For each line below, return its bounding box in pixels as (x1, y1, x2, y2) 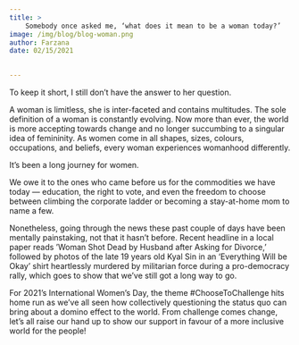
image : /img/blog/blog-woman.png (9, 29, 134, 38)
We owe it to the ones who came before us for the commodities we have (9, 177, 276, 188)
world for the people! (9, 325, 87, 336)
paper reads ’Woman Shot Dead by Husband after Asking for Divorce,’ (9, 242, 267, 252)
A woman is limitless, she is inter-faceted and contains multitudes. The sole (9, 105, 287, 114)
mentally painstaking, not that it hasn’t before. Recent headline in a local (9, 232, 274, 242)
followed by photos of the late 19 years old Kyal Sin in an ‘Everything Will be (9, 251, 287, 262)
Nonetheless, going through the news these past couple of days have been (9, 223, 286, 233)
